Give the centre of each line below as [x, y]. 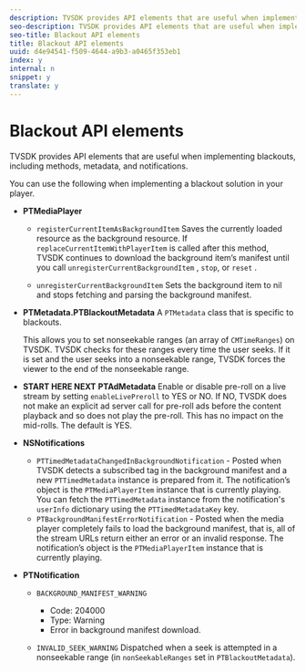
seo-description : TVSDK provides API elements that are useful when [142, 26]
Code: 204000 [77, 610]
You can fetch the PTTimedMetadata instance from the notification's [160, 499]
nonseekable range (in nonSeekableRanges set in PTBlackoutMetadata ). [166, 656]
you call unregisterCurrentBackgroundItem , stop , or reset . [147, 267]
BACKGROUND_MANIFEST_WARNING [92, 594]
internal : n [32, 69]
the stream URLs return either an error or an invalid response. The [160, 538]
